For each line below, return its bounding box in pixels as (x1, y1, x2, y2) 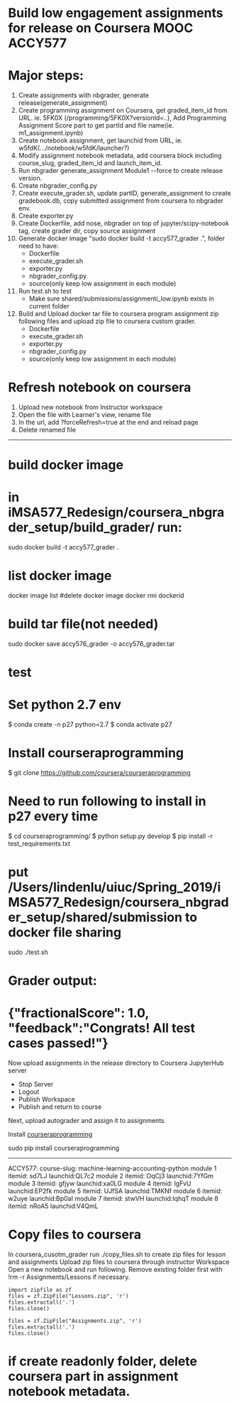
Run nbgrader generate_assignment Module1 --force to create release (18, 167, 223, 175)
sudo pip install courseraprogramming (8, 1144, 120, 1153)
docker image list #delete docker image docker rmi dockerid (8, 591, 184, 600)
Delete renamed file (18, 425, 77, 434)
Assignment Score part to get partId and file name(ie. (18, 121, 174, 130)
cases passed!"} (8, 1035, 109, 1051)
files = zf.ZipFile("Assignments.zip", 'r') (8, 1317, 142, 1325)
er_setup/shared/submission (8, 910, 183, 926)
